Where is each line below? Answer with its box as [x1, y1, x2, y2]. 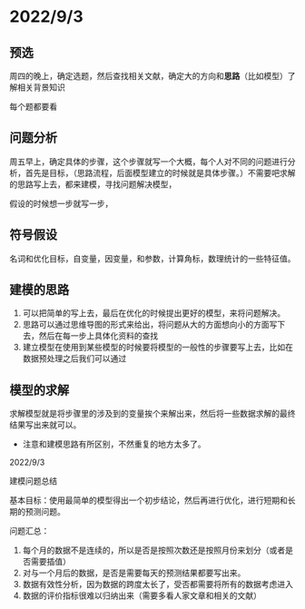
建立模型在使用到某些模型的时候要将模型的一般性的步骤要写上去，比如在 [22, 342, 293, 353]
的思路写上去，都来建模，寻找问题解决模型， [9, 179, 177, 190]
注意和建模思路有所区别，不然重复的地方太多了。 [22, 438, 206, 450]
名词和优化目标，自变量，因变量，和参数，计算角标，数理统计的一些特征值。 [9, 252, 296, 264]
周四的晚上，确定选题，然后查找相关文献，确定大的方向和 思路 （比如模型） [9, 71, 288, 81]
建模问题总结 [9, 476, 57, 486]
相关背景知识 [16, 82, 65, 93]
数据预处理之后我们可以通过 [22, 353, 127, 364]
